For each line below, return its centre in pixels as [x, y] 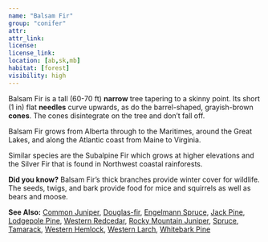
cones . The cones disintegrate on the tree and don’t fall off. [107, 115]
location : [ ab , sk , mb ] [45, 61]
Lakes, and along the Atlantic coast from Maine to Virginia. [105, 139]
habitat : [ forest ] [39, 68]
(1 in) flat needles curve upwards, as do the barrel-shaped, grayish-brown [131, 107]
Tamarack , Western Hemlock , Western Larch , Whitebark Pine [110, 229]
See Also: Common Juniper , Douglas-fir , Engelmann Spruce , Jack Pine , [127, 212]
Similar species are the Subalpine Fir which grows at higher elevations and [131, 155]
